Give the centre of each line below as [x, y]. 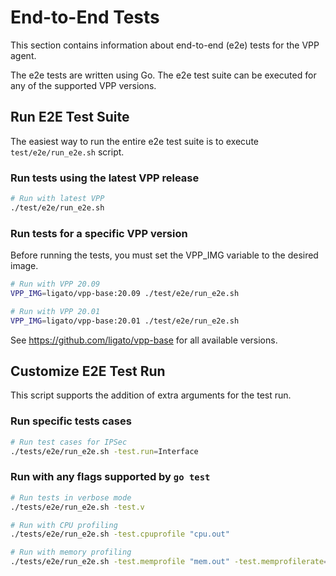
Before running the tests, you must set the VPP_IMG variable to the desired [164, 255]
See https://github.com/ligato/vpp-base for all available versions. [144, 340]
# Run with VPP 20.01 [55, 311]
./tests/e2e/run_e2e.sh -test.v [77, 507]
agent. [23, 55]
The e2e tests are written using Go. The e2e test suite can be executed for [163, 75]
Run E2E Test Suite [70, 117]
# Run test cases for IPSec [69, 442]
